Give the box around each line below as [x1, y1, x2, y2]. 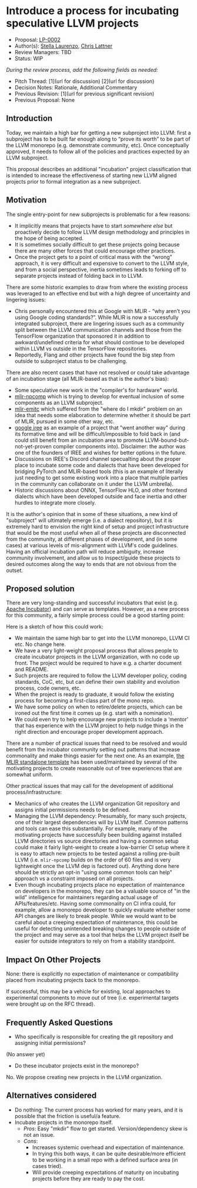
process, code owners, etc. [14, 684, 81, 692]
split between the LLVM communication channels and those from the [14, 326, 182, 333]
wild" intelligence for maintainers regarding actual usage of [14, 894, 158, 901]
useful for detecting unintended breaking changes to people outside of [14, 925, 186, 932]
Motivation [6, 195, 47, 205]
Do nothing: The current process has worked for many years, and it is [14, 1106, 183, 1113]
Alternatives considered [6, 1090, 97, 1101]
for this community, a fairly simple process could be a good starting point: [6, 612, 185, 619]
